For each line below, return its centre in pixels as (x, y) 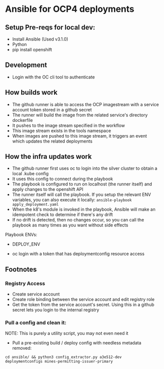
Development (26, 65)
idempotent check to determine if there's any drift (62, 215)
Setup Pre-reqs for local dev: (50, 27)
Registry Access (25, 283)
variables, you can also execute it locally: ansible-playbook (72, 200)
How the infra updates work (48, 157)
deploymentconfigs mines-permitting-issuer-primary (59, 362)
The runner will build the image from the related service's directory (80, 115)
